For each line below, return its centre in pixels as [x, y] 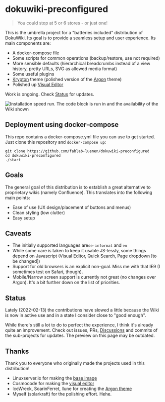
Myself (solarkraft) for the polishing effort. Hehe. [62, 394]
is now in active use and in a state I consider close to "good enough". [76, 315]
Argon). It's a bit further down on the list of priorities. [66, 283]
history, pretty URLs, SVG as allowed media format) [65, 69]
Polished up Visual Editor [38, 84]
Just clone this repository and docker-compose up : [56, 142]
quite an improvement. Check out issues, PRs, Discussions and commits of [81, 330]
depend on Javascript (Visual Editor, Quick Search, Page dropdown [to [84, 256]
